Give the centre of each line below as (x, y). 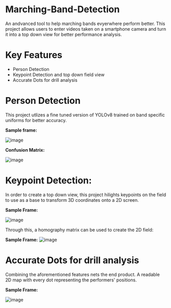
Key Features (34, 55)
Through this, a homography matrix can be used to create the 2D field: (79, 230)
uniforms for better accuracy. (36, 120)
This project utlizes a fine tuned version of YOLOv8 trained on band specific (85, 115)
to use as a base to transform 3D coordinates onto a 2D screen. (72, 200)
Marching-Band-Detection (63, 9)
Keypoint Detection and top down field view (58, 75)
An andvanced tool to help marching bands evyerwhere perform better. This (85, 23)
